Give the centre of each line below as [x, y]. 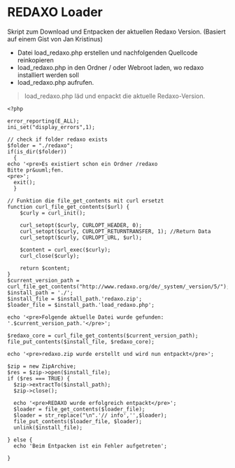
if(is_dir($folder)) [37, 151]
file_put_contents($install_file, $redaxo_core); [81, 342]
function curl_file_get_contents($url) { [69, 207]
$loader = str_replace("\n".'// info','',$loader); [91, 415]
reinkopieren [36, 60]
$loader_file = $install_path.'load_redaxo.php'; [81, 305]
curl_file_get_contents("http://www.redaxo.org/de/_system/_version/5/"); [119, 287]
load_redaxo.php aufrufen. [56, 82]
